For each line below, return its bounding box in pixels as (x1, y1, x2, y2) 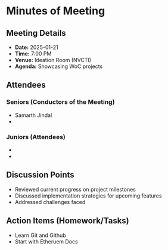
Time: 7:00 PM (14, 50, 52, 57)
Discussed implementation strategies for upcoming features (14, 192, 162, 199)
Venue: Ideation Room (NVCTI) (14, 57, 91, 63)
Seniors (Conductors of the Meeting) (6, 98, 115, 106)
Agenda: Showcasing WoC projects (14, 63, 103, 70)
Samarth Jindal (14, 112, 52, 119)
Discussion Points (6, 170, 74, 180)
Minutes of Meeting (6, 4, 105, 18)
